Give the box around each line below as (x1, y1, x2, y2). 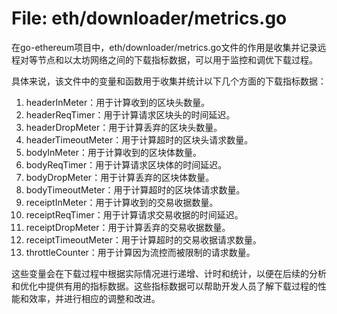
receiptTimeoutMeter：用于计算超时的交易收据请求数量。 (25, 233, 263, 246)
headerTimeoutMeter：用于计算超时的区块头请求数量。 (25, 133, 254, 146)
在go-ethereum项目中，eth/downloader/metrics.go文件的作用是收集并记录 (11, 41, 318, 53)
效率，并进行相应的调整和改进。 (28, 292, 161, 304)
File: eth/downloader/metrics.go (11, 7, 288, 30)
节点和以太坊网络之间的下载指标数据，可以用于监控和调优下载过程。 (37, 53, 318, 66)
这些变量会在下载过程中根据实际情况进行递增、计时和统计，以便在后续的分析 (11, 267, 327, 279)
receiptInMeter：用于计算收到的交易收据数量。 (25, 196, 219, 208)
